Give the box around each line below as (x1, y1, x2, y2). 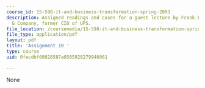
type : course (6, 49, 40, 55)
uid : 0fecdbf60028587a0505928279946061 (6, 54, 108, 60)
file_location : (6, 25, 45, 32)
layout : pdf (6, 37, 37, 43)
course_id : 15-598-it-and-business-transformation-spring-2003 (6, 8, 171, 15)
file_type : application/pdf (6, 32, 78, 38)
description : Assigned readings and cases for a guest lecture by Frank (6, 15, 195, 21)
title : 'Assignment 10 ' (6, 43, 70, 49)
